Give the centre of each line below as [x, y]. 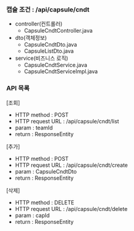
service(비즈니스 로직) [41, 58]
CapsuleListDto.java [49, 51]
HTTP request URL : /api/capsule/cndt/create [71, 165]
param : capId [32, 215]
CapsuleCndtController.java [58, 31]
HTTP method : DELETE [44, 202]
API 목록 [18, 88]
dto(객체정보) [31, 38]
